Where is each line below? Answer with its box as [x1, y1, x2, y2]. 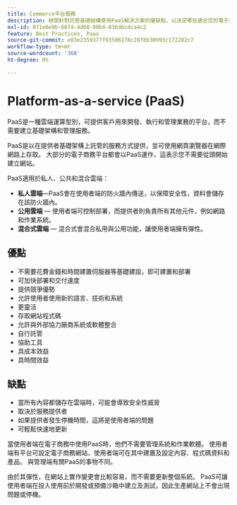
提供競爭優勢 [17, 284, 55, 294]
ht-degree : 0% [7, 57, 49, 64]
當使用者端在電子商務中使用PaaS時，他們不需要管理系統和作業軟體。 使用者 [7, 440, 228, 448]
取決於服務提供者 [17, 407, 68, 416]
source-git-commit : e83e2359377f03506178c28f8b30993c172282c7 [7, 37, 194, 44]
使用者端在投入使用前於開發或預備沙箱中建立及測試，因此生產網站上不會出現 [7, 482, 230, 490]
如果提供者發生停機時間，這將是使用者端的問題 [17, 416, 154, 424]
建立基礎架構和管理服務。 [19, 126, 94, 134]
